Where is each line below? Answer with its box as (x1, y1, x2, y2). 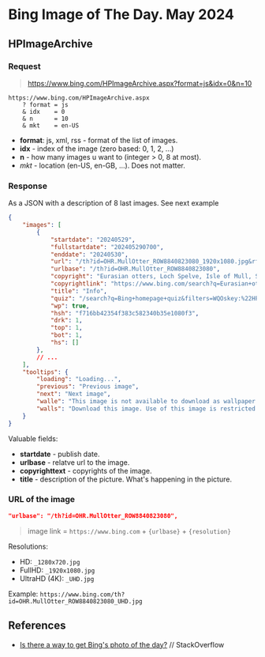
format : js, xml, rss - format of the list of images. (19, 135, 178, 145)
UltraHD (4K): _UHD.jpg (19, 573, 95, 583)
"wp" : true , (50, 302, 90, 310)
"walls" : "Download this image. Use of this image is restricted (36, 405, 256, 413)
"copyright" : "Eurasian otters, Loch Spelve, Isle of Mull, (50, 273, 252, 281)
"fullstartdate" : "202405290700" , (50, 243, 164, 251)
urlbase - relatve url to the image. (19, 457, 130, 467)
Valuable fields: (8, 433, 58, 444)
